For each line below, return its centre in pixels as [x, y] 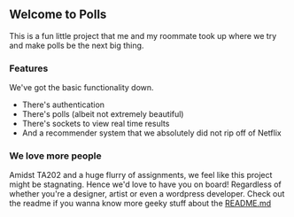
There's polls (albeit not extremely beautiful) [103, 114]
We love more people [55, 156]
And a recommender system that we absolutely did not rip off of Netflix [151, 133]
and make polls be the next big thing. [77, 45]
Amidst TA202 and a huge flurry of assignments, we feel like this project [141, 175]
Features [29, 68]
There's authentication [63, 105]
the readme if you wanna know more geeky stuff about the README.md [140, 204]
